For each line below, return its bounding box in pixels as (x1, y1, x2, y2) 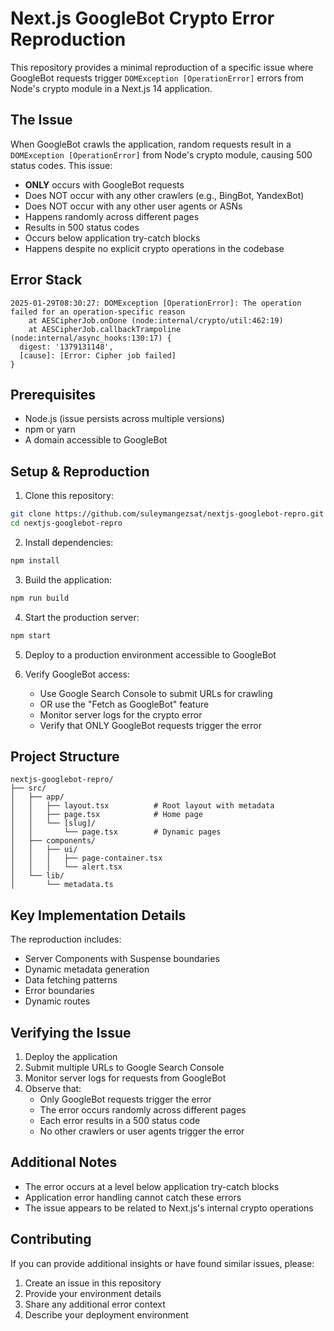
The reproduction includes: (10, 933, 122, 946)
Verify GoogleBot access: (24, 668, 130, 680)
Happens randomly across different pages (24, 210, 200, 222)
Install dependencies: (24, 536, 114, 548)
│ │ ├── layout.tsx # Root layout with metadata (10, 801, 275, 811)
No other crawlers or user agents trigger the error (39, 1125, 245, 1137)
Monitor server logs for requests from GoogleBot (24, 1072, 227, 1084)
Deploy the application (24, 1051, 118, 1062)
